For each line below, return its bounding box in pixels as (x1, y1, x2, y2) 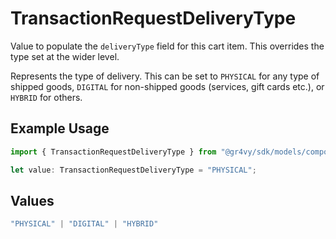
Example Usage (10, 120, 110, 137)
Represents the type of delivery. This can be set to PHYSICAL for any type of (10, 70, 320, 82)
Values (10, 192, 55, 209)
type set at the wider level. (10, 50, 120, 62)
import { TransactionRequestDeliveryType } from (10, 147, 217, 157)
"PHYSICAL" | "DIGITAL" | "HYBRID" (10, 219, 159, 229)
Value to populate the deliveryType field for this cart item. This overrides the (10, 40, 325, 52)
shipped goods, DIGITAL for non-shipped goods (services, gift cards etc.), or (10, 80, 325, 92)
